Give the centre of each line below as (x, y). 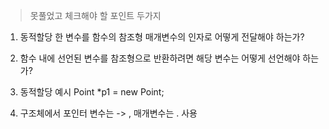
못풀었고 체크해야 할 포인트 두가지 (95, 15)
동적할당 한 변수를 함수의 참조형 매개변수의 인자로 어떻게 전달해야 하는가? (162, 37)
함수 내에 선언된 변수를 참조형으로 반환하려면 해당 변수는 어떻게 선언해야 (160, 58)
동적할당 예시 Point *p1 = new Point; (92, 92)
